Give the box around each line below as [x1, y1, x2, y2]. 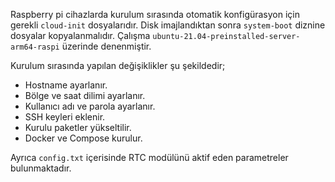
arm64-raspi [10, 42, 60, 52]
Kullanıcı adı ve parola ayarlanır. [24, 100, 156, 112]
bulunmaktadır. [10, 162, 72, 174]
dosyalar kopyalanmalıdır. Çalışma [10, 30, 151, 41]
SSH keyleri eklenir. [24, 111, 106, 123]
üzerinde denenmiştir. [61, 40, 152, 52]
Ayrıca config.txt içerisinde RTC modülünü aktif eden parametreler [10, 152, 289, 163]
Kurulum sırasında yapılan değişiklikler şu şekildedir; [10, 60, 226, 71]
